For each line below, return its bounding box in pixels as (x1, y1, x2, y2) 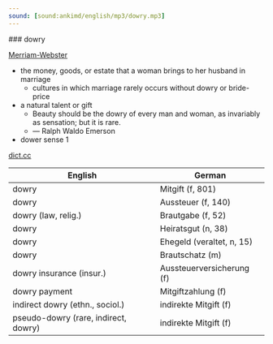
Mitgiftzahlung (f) (159, 286, 227, 297)
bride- (228, 83, 250, 92)
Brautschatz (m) (159, 249, 222, 260)
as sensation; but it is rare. (32, 117, 122, 127)
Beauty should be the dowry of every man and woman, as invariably (32, 109, 261, 118)
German (194, 170, 227, 181)
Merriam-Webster (8, 49, 68, 59)
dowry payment (12, 286, 73, 297)
